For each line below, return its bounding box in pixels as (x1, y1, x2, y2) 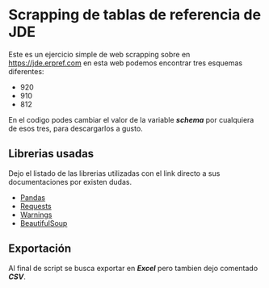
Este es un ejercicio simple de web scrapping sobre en (8, 49, 191, 59)
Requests (19, 201, 52, 211)
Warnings (19, 210, 53, 219)
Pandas (19, 192, 46, 202)
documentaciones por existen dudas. (8, 177, 132, 186)
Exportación (8, 242, 72, 256)
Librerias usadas (8, 147, 95, 161)
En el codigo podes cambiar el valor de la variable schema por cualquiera (8, 115, 254, 124)
